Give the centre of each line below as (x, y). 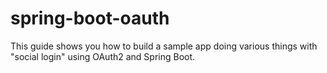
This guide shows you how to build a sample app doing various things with (164, 46)
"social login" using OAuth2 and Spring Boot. (103, 56)
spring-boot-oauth (90, 18)
